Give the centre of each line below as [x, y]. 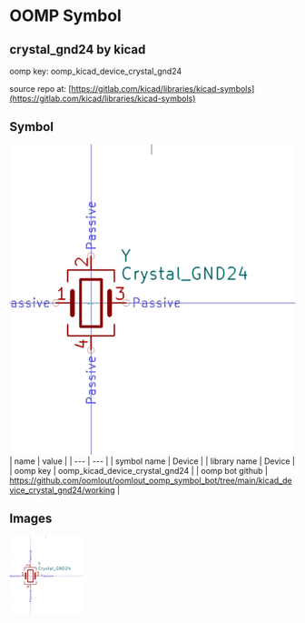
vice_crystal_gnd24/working [62, 490]
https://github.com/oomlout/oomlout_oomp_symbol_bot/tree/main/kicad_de [151, 480]
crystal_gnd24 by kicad [78, 50]
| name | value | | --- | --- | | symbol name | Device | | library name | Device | [152, 461]
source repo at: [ [40, 89]
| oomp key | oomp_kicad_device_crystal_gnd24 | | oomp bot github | [138, 470]
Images [31, 519]
